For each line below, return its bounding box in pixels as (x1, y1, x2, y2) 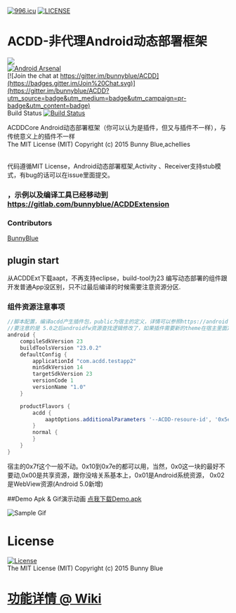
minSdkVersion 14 (32, 364, 83, 371)
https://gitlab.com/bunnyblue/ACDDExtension (7, 199, 170, 209)
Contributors (7, 218, 53, 228)
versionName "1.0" (32, 383, 86, 391)
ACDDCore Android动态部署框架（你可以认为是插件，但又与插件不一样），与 (7, 123, 227, 131)
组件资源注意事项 (7, 302, 65, 312)
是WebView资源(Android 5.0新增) (7, 480, 104, 488)
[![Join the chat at (7, 71, 59, 80)
